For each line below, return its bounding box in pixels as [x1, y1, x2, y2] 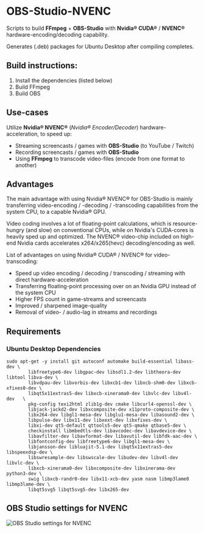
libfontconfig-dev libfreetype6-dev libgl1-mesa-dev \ [28, 438, 171, 445]
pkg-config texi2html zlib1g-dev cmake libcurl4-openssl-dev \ [28, 401, 192, 407]
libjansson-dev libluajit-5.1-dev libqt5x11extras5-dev [28, 444, 173, 450]
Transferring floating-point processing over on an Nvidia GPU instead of [15, 283, 197, 290]
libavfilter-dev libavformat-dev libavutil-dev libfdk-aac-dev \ [28, 433, 198, 440]
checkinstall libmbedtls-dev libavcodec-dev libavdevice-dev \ [28, 428, 192, 434]
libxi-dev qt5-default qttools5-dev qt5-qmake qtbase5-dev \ [28, 422, 187, 429]
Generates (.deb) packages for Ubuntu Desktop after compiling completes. [6, 43, 194, 50]
